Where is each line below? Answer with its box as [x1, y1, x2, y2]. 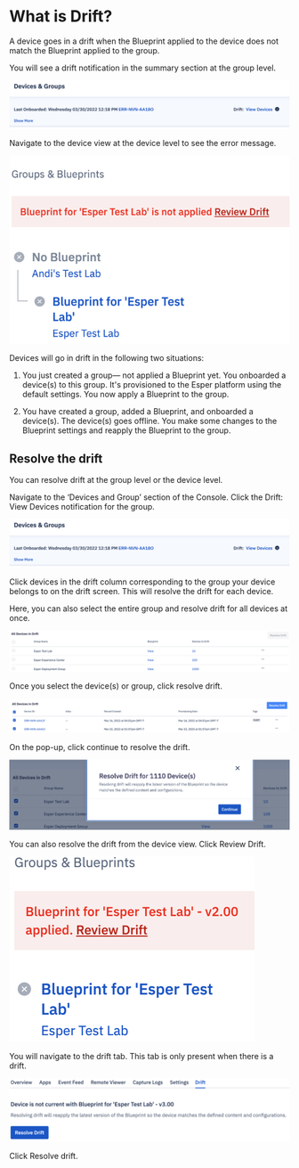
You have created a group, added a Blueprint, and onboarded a [21, 406, 254, 417]
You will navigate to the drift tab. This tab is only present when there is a [9, 1051, 274, 1062]
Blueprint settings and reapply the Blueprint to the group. [21, 425, 231, 436]
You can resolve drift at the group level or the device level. [9, 475, 223, 486]
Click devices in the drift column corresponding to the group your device [9, 576, 276, 587]
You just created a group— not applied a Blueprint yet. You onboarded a [21, 370, 287, 380]
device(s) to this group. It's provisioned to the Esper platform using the [21, 380, 282, 390]
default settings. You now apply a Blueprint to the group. [21, 389, 230, 400]
